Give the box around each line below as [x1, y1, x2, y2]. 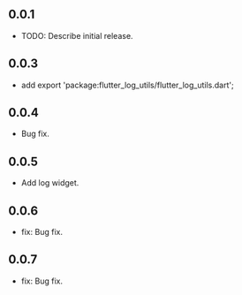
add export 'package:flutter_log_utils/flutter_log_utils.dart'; [20, 79, 235, 90]
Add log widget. [20, 178, 79, 188]
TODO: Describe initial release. [20, 30, 133, 41]
